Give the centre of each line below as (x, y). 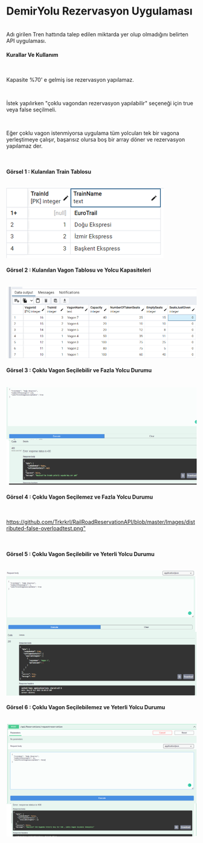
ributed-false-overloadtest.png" (46, 528)
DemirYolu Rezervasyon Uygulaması (99, 11)
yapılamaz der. (24, 146)
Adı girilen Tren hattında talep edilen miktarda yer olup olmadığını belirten (97, 34)
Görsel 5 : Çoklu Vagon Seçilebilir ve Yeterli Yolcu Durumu (81, 554)
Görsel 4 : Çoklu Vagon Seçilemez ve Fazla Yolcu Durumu (80, 497)
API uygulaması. (26, 41)
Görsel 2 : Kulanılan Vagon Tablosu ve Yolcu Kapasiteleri (79, 270)
